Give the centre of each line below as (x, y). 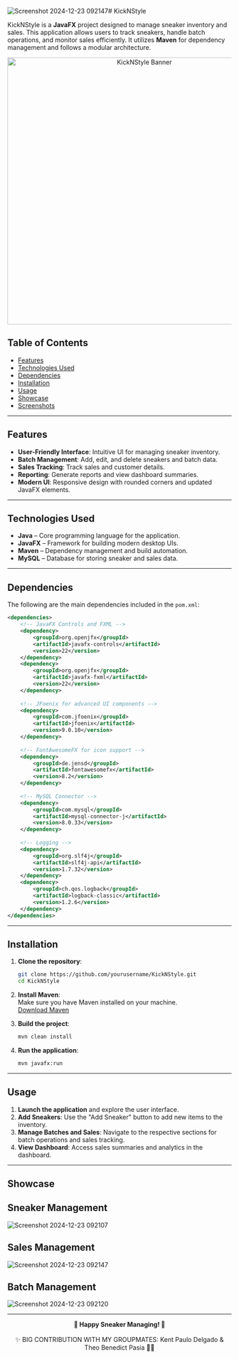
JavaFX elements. (44, 489)
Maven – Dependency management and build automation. (103, 551)
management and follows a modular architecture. (79, 47)
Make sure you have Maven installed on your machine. (97, 1002)
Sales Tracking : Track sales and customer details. (91, 467)
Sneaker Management (58, 1208)
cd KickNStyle (38, 981)
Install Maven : (39, 995)
